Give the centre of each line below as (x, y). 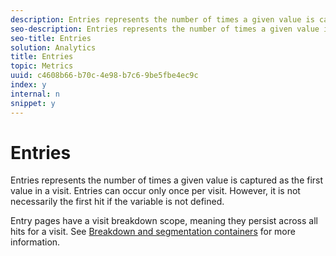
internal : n (35, 94)
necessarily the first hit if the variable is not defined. (117, 202)
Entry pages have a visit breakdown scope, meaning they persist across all (164, 221)
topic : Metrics (42, 66)
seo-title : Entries (51, 38)
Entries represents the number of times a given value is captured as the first (167, 180)
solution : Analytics (53, 47)
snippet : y (33, 103)
